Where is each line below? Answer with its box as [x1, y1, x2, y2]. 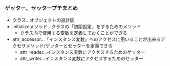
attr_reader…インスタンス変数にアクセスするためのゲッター [19, 49, 145, 55]
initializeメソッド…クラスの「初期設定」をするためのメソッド [12, 24, 141, 30]
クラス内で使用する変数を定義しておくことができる [19, 30, 128, 36]
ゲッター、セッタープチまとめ [5, 4, 78, 11]
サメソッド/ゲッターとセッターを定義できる [21, 42, 113, 49]
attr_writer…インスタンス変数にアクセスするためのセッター [19, 55, 144, 62]
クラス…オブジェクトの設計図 [12, 17, 75, 24]
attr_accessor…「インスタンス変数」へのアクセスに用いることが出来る [12, 36, 161, 42]
